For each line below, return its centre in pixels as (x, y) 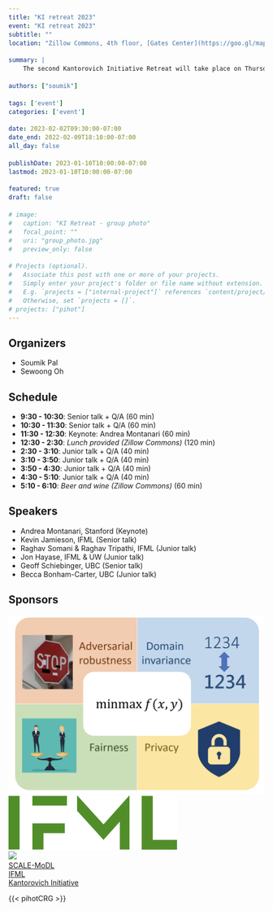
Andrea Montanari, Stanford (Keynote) (84, 531)
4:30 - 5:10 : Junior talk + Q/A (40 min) (85, 477)
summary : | (27, 60)
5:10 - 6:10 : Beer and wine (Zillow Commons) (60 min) (111, 486)
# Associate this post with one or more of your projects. (114, 275)
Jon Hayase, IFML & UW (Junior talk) (82, 557)
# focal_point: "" (43, 232)
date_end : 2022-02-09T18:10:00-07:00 (72, 138)
